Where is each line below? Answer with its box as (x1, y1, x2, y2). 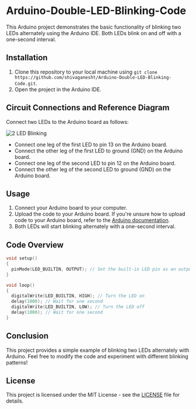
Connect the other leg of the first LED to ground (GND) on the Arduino (14, 147, 183, 154)
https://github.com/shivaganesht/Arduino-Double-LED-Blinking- (14, 74, 172, 80)
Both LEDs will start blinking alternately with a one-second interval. (14, 223, 176, 230)
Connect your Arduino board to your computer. (14, 204, 127, 212)
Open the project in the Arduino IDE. (14, 86, 101, 93)
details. (6, 397, 24, 404)
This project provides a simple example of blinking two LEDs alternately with (6, 346, 190, 353)
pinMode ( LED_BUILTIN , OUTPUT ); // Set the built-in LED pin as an (11, 266, 176, 272)
